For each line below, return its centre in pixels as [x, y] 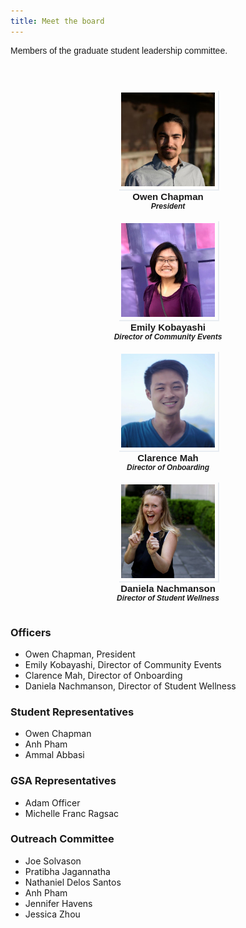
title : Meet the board [57, 21]
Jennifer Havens [58, 903]
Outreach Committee [62, 839]
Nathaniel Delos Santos [73, 882]
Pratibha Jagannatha [67, 871]
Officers [31, 632]
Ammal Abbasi [54, 755]
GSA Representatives [63, 781]
